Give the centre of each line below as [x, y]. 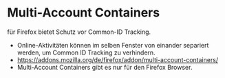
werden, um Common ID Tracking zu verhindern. [86, 52]
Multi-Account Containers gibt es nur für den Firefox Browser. [105, 67]
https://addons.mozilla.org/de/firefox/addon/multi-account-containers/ [118, 59]
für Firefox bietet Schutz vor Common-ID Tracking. [79, 32]
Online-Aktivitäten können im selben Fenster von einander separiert [113, 45]
